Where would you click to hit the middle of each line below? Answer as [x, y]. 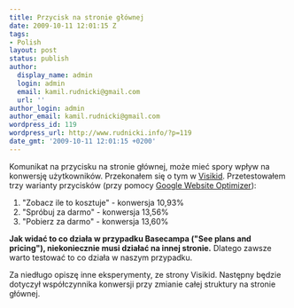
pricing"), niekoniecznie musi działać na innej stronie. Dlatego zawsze [140, 248]
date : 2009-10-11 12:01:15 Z [63, 26]
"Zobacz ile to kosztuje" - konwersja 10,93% [103, 202]
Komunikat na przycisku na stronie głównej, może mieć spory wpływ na [139, 166]
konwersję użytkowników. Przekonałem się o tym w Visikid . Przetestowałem [147, 176]
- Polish [25, 42]
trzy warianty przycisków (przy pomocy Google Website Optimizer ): [133, 185]
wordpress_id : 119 [43, 125]
